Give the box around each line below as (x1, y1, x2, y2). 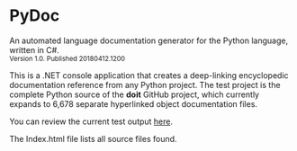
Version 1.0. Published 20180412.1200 (9, 54, 126, 63)
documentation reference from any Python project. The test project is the (9, 79, 281, 90)
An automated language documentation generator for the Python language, (9, 35, 289, 46)
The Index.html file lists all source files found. (9, 133, 177, 144)
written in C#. (9, 44, 60, 55)
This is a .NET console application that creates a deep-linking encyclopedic (9, 69, 290, 81)
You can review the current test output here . (9, 116, 174, 127)
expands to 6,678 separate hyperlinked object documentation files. (9, 98, 258, 109)
